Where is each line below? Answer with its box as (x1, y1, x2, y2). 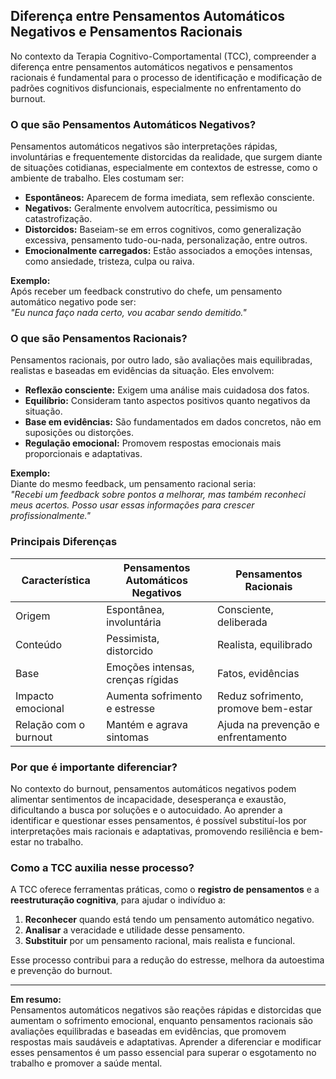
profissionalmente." (10, 510, 91, 522)
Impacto (15, 689, 55, 703)
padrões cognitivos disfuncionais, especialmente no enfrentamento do (10, 82, 302, 94)
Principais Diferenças (10, 535, 118, 549)
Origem (15, 609, 51, 623)
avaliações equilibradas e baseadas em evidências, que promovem (10, 1025, 287, 1038)
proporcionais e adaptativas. (24, 448, 143, 460)
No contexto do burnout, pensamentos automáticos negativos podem (10, 783, 297, 794)
